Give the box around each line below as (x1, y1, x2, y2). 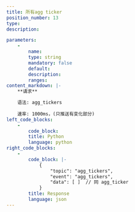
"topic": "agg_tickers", (49, 168, 114, 174)
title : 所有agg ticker (6, 9, 62, 15)
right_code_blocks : (6, 145, 56, 151)
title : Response (28, 191, 70, 197)
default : (28, 66, 51, 72)
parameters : (6, 37, 37, 44)
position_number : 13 (6, 15, 59, 21)
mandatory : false (28, 59, 72, 66)
